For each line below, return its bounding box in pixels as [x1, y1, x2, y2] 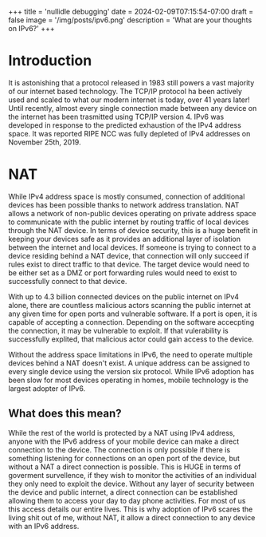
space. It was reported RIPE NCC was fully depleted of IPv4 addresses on [8, 128, 251, 138]
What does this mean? [8, 407, 122, 421]
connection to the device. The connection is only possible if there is [8, 444, 231, 454]
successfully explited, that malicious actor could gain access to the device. [8, 334, 255, 344]
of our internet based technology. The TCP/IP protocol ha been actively [8, 86, 243, 96]
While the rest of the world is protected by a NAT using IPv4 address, [8, 428, 236, 437]
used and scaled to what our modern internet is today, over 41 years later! [8, 95, 251, 105]
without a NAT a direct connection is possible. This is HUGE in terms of [8, 462, 241, 472]
